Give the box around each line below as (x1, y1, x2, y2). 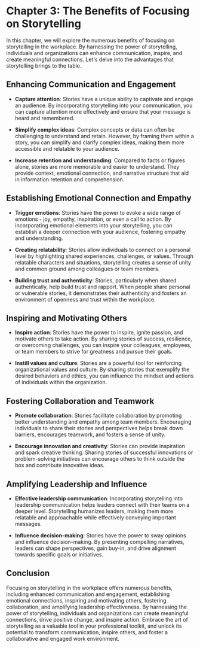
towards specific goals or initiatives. (14, 551, 103, 558)
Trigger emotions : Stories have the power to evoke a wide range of (14, 209, 181, 216)
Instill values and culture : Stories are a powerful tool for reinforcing (14, 360, 182, 367)
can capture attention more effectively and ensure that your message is (14, 108, 191, 115)
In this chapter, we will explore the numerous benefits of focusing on (6, 36, 175, 44)
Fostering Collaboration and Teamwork (6, 396, 155, 406)
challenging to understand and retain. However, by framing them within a (14, 132, 194, 139)
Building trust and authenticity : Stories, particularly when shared (14, 276, 177, 284)
